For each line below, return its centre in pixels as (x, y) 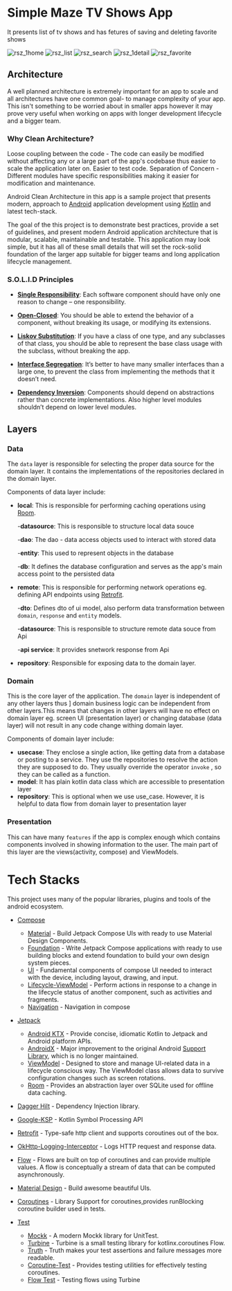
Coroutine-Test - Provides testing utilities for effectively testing (117, 1265)
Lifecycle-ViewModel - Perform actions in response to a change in (122, 985)
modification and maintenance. (51, 183)
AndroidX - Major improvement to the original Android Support (117, 1048)
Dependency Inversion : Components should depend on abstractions (116, 392)
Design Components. (57, 940)
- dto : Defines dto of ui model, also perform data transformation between (121, 608)
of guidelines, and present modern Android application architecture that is (113, 232)
